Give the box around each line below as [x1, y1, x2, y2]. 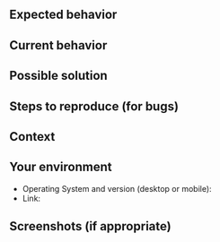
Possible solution [9, 68, 108, 83]
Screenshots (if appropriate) [9, 219, 172, 234]
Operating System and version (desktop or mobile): [22, 183, 213, 194]
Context [9, 129, 56, 144]
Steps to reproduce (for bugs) [9, 99, 180, 114]
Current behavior [9, 38, 108, 53]
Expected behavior [9, 7, 118, 22]
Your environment [9, 160, 112, 175]
